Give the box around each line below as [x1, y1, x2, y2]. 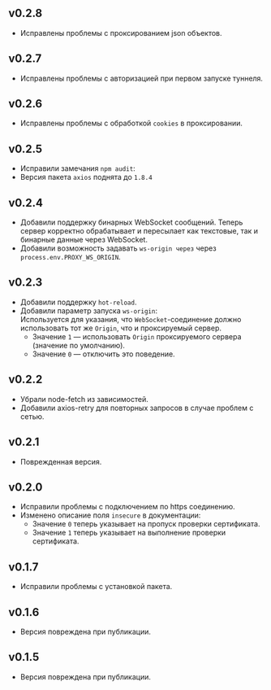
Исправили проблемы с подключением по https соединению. [19, 502, 235, 512]
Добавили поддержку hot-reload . [19, 297, 137, 307]
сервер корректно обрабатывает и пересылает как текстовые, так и [19, 226, 258, 236]
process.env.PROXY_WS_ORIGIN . [19, 252, 122, 262]
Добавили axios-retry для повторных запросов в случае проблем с [19, 403, 254, 413]
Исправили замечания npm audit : [19, 164, 135, 173]
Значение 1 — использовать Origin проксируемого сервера [32, 331, 242, 341]
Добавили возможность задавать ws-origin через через [19, 243, 217, 253]
